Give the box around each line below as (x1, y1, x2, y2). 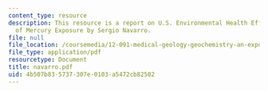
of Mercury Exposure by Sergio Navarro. (15, 26, 152, 34)
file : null (8, 33, 45, 42)
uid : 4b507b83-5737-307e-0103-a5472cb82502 (8, 70, 156, 78)
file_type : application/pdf (8, 48, 102, 56)
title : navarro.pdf (8, 63, 73, 71)
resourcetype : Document (8, 56, 88, 64)
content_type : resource (8, 11, 88, 20)
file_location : (8, 41, 59, 49)
